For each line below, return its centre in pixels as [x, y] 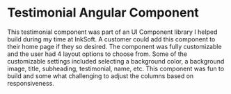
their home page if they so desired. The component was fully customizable [114, 46]
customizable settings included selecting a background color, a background [116, 61]
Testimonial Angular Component [103, 13]
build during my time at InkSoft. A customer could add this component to [111, 39]
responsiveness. [31, 83]
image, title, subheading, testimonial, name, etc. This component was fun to [116, 68]
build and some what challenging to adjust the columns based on [101, 76]
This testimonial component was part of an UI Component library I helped [112, 32]
